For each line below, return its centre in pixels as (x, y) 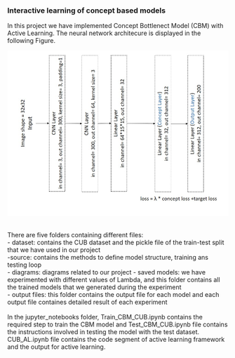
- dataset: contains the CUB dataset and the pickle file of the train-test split (116, 243)
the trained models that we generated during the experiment (94, 287)
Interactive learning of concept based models (87, 11)
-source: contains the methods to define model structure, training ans (108, 258)
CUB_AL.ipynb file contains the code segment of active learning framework (116, 340)
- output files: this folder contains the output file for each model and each (113, 295)
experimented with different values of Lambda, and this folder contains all (114, 280)
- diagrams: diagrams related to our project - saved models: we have (106, 272)
